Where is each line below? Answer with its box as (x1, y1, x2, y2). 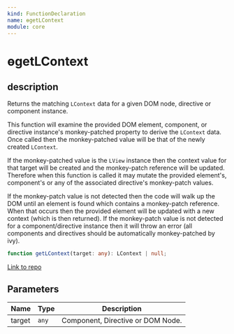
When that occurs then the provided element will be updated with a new (7, 207, 215, 215)
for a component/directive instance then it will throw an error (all (7, 222, 193, 231)
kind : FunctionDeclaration (7, 10, 86, 17)
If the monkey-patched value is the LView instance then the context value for (7, 157, 227, 165)
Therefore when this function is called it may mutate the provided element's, (7, 171, 227, 180)
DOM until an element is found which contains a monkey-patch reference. (7, 200, 220, 208)
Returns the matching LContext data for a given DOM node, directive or (7, 99, 212, 108)
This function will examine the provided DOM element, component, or (7, 120, 207, 129)
